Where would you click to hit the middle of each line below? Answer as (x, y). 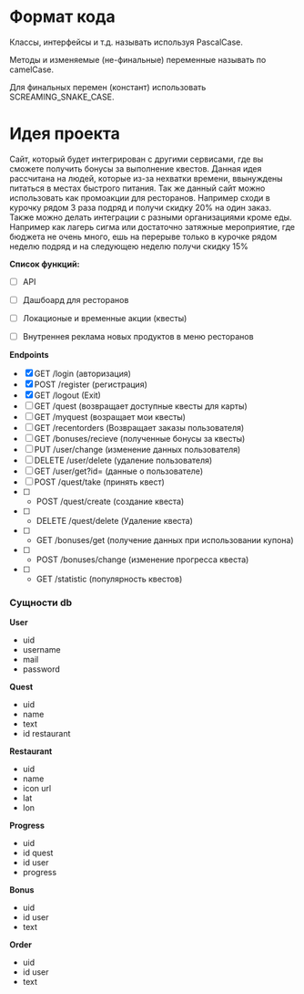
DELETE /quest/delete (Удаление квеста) (115, 521)
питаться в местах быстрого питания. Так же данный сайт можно (137, 188)
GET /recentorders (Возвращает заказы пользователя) (139, 428)
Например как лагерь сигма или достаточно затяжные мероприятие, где (152, 226)
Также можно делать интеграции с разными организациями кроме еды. (151, 217)
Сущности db (41, 602)
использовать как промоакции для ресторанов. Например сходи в (140, 197)
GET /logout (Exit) (68, 395)
